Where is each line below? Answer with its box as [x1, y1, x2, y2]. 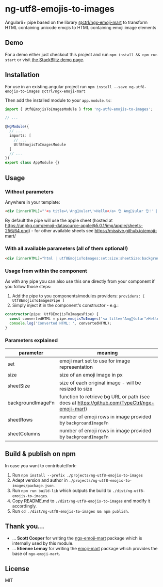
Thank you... [5, 522, 45, 531]
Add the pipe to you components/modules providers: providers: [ [12, 293, 145, 299]
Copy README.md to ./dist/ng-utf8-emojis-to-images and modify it [12, 498, 150, 504]
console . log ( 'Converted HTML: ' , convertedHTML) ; [9, 321, 112, 326]
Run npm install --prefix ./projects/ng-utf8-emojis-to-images [12, 472, 143, 478]
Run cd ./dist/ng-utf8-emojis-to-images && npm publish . [12, 508, 130, 514]
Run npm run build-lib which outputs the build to [12, 488, 112, 493]
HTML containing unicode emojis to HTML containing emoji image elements [5, 24, 157, 30]
